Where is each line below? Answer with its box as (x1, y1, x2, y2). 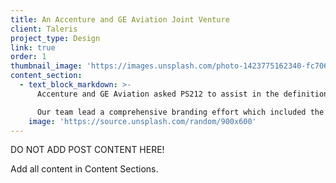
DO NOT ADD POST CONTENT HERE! (10, 144, 165, 156)
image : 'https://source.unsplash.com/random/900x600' (28, 116, 257, 126)
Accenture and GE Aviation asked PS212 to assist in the (36, 89, 280, 99)
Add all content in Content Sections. (10, 163, 159, 175)
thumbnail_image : (10, 61, 83, 71)
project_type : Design (10, 33, 101, 43)
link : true (10, 42, 56, 53)
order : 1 (10, 52, 47, 62)
